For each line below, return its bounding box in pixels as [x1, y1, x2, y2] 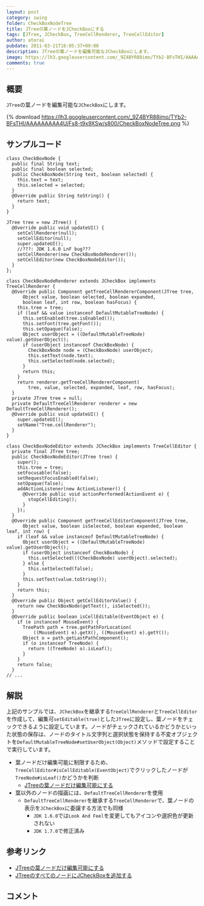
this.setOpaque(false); [22, 326, 83, 332]
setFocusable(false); [17, 470, 72, 476]
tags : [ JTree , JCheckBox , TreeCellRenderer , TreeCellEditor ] [6, 32, 165, 38]
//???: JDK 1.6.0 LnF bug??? [17, 246, 91, 253]
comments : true [6, 60, 45, 66]
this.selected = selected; [17, 182, 86, 189]
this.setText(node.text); [28, 353, 94, 359]
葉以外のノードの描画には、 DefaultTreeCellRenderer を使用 [15, 789, 163, 796]
